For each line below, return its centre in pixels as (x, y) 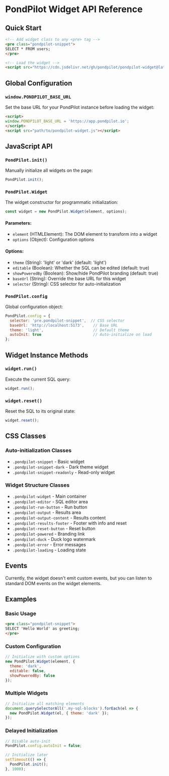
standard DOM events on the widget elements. (53, 583)
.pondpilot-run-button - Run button (50, 507)
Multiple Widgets (27, 693)
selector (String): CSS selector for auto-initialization (67, 284)
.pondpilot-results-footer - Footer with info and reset (69, 523)
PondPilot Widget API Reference (74, 9)
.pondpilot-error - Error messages (49, 544)
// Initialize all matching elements (45, 704)
